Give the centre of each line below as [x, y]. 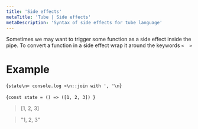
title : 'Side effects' [34, 11]
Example [28, 69]
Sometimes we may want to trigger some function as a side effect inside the [99, 39]
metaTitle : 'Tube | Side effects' [49, 17]
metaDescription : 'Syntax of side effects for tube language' [84, 22]
